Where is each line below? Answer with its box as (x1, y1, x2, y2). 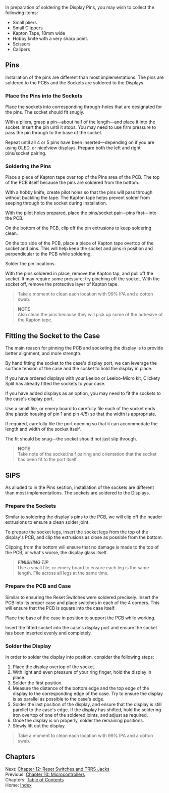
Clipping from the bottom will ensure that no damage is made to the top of (5, 544, 159, 550)
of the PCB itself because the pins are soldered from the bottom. (5, 179, 140, 186)
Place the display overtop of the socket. (12, 664, 95, 670)
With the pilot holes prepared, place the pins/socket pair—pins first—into (5, 210, 157, 216)
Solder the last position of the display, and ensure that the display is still (12, 701, 162, 707)
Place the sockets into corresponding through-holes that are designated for (5, 104, 162, 110)
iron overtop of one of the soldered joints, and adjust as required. (12, 712, 148, 718)
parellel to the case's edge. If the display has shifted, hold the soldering (12, 707, 161, 713)
